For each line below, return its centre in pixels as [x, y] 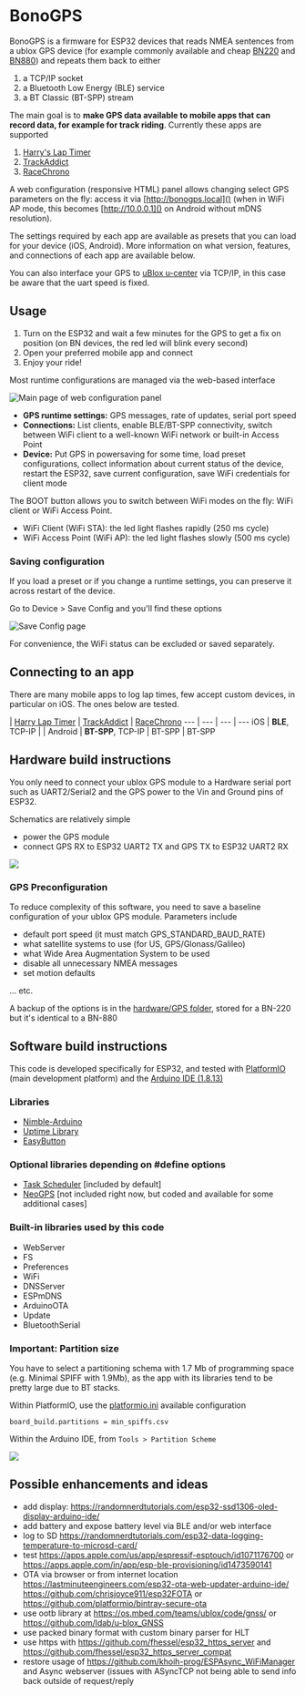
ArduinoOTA [46, 1305]
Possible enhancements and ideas [109, 1485]
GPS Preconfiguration [59, 887]
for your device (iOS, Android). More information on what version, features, [150, 245]
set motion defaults [59, 972]
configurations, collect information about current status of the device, [153, 463]
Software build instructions [88, 1047]
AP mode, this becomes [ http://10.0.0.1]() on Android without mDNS [136, 208]
